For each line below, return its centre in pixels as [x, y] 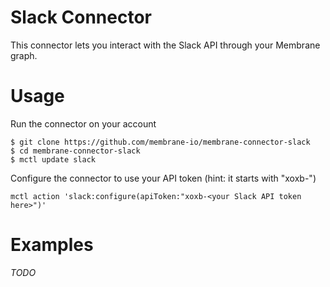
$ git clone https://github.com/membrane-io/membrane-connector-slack [160, 142]
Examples [52, 245]
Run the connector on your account [83, 123]
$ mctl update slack [53, 159]
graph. [24, 55]
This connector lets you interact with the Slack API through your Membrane [165, 45]
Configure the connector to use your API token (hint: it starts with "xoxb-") [163, 178]
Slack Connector [81, 17]
